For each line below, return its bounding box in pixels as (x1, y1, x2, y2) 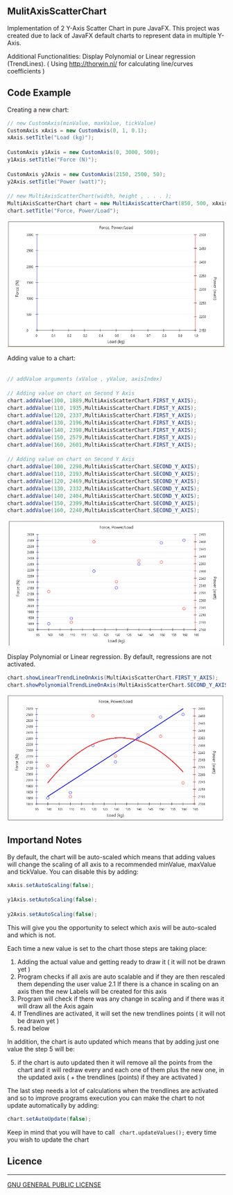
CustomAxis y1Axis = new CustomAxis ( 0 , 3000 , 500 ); (7, 149, 159, 156)
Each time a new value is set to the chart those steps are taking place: (7, 944, 207, 952)
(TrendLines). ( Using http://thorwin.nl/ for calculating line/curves (7, 59, 193, 68)
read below (17, 1024, 50, 1032)
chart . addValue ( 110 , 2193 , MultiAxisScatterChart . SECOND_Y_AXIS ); (7, 471, 200, 478)
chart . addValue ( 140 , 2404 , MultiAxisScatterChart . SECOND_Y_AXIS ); (7, 492, 200, 499)
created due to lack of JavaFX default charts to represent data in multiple (7, 31, 216, 40)
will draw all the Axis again (17, 1001, 94, 1010)
